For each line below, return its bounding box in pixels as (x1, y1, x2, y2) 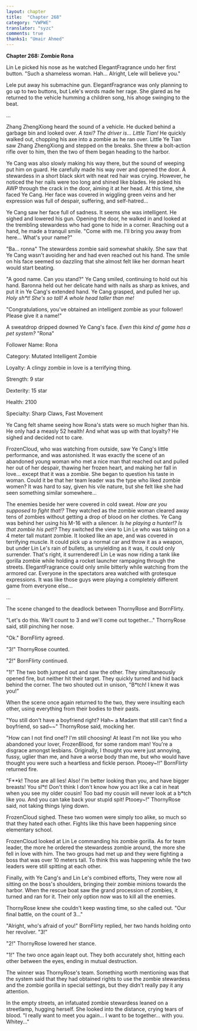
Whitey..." (6, 1018, 29, 1025)
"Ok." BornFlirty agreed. (6, 634, 65, 641)
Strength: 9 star (6, 376, 44, 383)
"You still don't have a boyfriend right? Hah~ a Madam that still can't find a (6, 717, 188, 723)
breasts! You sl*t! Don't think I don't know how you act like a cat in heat (6, 784, 179, 790)
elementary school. (6, 826, 53, 833)
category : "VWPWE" (6, 19, 51, 25)
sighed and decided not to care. (6, 434, 84, 441)
